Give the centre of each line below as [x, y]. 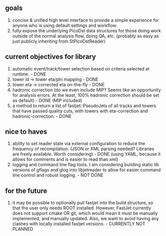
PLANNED [23, 229]
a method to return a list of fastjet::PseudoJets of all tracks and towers [84, 106]
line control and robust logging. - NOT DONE [58, 175]
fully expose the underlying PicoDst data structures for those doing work [86, 30]
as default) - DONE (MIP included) [47, 100]
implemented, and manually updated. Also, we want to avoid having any [86, 219]
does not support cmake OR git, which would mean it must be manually [85, 213]
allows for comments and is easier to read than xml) [65, 159]
